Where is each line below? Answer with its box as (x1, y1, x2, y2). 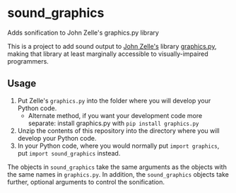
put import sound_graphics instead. (17, 148, 121, 157)
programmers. (7, 57, 49, 65)
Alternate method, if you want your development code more (28, 111, 203, 119)
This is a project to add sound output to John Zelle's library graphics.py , (7, 42, 217, 50)
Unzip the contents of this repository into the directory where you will (17, 126, 220, 135)
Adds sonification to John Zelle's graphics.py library (7, 28, 159, 37)
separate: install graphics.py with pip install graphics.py (28, 119, 199, 127)
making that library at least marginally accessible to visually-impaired (7, 49, 208, 58)
